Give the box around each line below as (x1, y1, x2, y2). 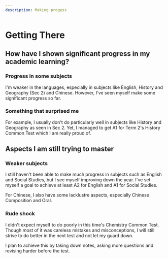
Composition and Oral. (5, 198, 52, 204)
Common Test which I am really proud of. (5, 130, 91, 136)
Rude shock (5, 210, 36, 217)
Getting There (5, 29, 65, 41)
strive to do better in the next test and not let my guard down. (5, 232, 133, 239)
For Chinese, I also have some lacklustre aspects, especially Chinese (5, 192, 150, 198)
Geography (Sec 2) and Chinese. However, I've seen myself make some (5, 89, 156, 95)
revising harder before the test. (5, 247, 70, 254)
